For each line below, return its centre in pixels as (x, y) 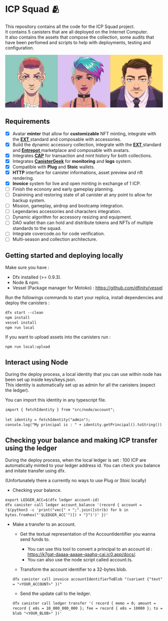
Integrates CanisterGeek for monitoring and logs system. (72, 161)
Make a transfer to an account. (44, 524)
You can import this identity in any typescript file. (56, 400)
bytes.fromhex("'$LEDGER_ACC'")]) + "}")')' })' (57, 515)
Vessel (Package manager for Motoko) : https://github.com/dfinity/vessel (87, 288)
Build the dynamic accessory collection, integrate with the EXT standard (87, 144)
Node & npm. (26, 283)
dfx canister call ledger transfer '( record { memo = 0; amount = (84, 603)
